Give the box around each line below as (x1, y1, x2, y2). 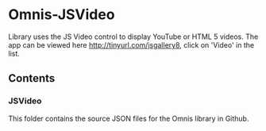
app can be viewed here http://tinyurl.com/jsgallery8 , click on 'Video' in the (8, 40, 255, 49)
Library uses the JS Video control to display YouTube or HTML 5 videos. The (8, 32, 259, 41)
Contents (8, 71, 56, 85)
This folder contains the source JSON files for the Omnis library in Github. (8, 114, 249, 123)
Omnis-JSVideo (8, 6, 115, 24)
